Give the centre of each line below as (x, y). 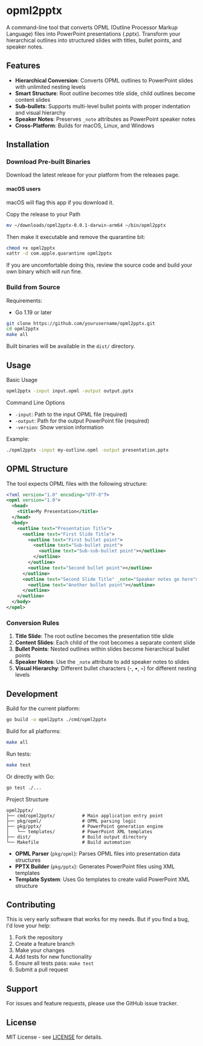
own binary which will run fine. (44, 272)
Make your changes (40, 950)
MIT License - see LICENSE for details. (54, 1037)
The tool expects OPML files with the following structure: (77, 483)
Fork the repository (39, 937)
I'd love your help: (29, 926)
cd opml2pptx (23, 329)
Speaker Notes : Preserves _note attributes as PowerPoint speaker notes (105, 119)
